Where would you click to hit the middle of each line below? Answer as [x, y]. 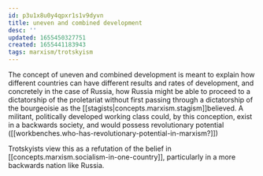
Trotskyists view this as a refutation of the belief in [90, 148]
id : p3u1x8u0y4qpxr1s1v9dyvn [56, 15]
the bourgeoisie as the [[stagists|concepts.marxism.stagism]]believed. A [126, 108]
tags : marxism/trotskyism [50, 52]
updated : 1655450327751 [47, 37]
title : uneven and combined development [76, 23]
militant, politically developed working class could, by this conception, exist [130, 116]
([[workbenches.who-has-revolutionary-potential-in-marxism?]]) [113, 133]
